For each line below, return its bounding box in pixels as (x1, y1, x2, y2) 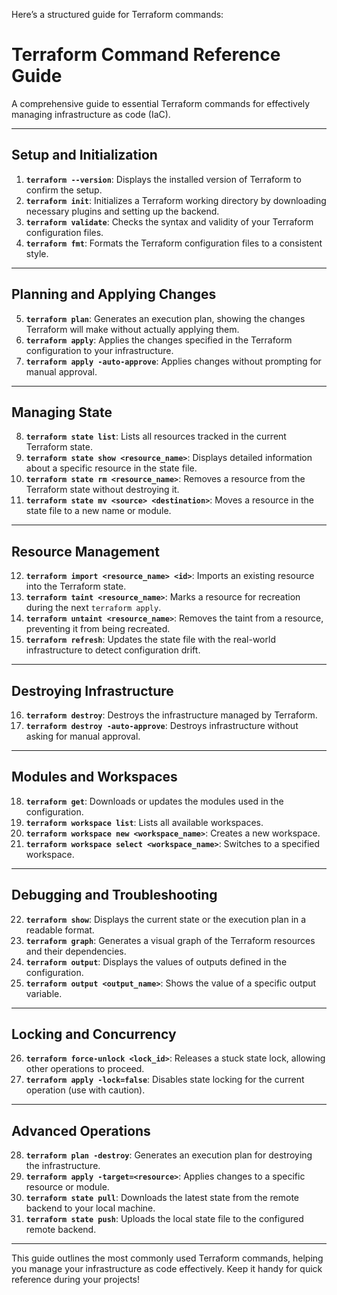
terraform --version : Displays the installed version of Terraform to (25, 173, 302, 185)
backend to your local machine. (25, 1202, 156, 1214)
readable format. (25, 924, 95, 936)
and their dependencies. (25, 945, 127, 957)
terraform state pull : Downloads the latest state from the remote (25, 1192, 300, 1204)
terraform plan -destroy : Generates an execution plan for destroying (25, 1149, 313, 1161)
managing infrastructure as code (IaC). (11, 108, 171, 120)
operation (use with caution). (25, 1084, 146, 1096)
